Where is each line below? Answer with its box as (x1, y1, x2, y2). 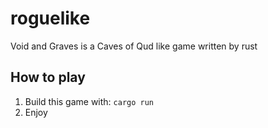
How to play (10, 69, 86, 86)
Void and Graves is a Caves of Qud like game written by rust (10, 40, 258, 52)
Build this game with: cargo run (24, 95, 155, 107)
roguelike (10, 7, 91, 30)
